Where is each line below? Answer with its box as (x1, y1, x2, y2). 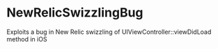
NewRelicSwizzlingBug (6, 5, 143, 21)
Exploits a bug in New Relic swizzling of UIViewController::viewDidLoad (6, 28, 212, 36)
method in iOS (6, 35, 47, 43)
